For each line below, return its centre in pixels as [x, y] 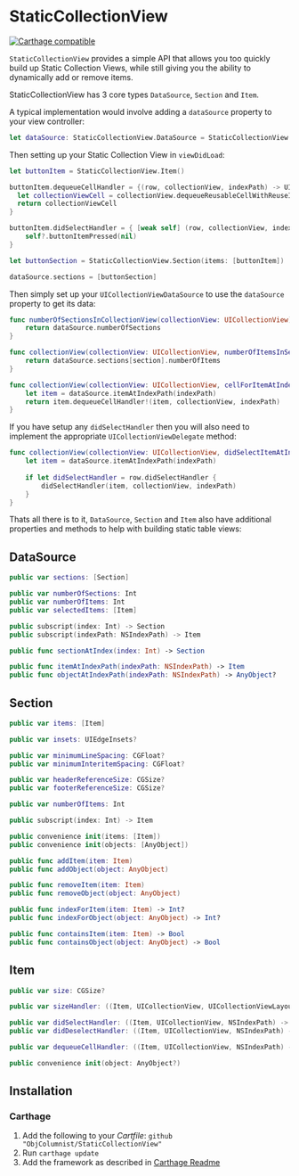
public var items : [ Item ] [57, 723]
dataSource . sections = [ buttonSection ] [83, 277]
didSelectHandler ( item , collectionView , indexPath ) [139, 486]
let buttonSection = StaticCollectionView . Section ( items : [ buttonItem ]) [147, 260]
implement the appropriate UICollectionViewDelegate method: [123, 436]
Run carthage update [61, 1153]
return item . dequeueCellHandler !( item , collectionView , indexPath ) [153, 402]
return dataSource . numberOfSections [93, 328]
